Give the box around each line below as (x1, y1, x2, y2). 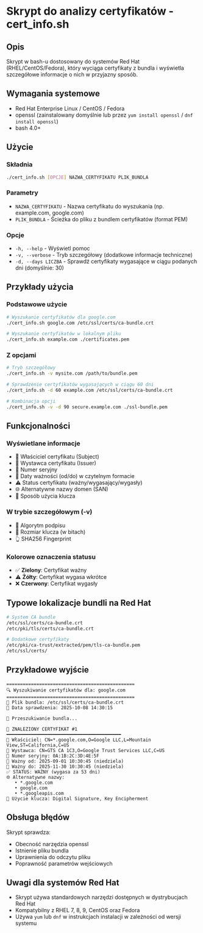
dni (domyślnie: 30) (15, 264, 64, 271)
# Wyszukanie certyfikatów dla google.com (6, 314, 116, 320)
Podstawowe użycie (6, 300, 68, 309)
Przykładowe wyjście (6, 665, 90, 675)
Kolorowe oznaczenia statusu (6, 552, 96, 561)
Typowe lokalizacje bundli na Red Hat (6, 598, 151, 608)
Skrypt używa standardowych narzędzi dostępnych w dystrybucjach (15, 894, 188, 901)
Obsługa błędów (6, 812, 70, 823)
